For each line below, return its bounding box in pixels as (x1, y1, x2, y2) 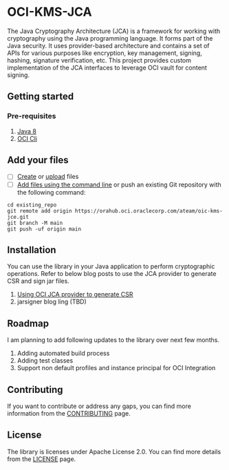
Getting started (7, 91, 74, 103)
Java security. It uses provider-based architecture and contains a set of (7, 41, 210, 50)
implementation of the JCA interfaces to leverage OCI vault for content (7, 63, 208, 72)
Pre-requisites (7, 111, 56, 121)
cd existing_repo (7, 201, 57, 209)
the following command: (17, 188, 86, 196)
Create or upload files (17, 173, 79, 181)
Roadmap (7, 317, 50, 329)
